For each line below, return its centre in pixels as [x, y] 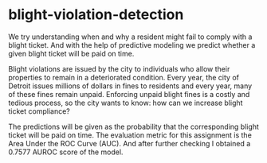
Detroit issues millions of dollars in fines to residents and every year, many [130, 86]
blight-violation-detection [96, 15]
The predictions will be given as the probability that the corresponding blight [133, 126]
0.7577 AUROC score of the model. [66, 152]
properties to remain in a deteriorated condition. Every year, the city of [124, 77]
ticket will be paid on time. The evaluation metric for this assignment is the [130, 135]
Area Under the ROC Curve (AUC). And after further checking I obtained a [130, 143]
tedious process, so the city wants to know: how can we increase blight [126, 103]
